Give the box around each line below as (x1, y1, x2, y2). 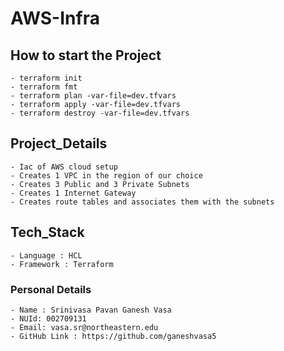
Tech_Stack (10, 224, 85, 241)
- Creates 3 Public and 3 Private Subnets (10, 179, 190, 189)
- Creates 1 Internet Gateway (10, 188, 137, 198)
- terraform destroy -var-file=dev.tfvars (10, 108, 190, 118)
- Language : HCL (10, 250, 83, 261)
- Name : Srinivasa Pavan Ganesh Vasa (10, 305, 172, 315)
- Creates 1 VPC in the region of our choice (10, 170, 203, 181)
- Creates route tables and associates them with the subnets (10, 197, 275, 207)
